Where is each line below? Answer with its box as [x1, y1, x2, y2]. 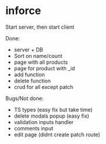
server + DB [13, 46, 43, 53]
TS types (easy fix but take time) [13, 106, 93, 113]
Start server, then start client [5, 23, 74, 30]
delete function [13, 77, 51, 84]
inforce [5, 4, 42, 18]
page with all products [13, 59, 68, 66]
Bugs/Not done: [5, 95, 44, 102]
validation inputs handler [13, 118, 74, 125]
